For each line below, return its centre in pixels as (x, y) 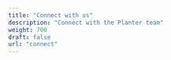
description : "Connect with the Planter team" (86, 23)
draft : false (30, 37)
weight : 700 (28, 30)
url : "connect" (33, 44)
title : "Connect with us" (50, 15)
